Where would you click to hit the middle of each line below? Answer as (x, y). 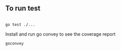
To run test (23, 8)
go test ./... (20, 24)
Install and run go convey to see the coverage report (60, 34)
